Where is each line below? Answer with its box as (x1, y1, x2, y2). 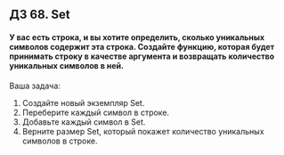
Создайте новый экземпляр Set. (21, 97, 145, 108)
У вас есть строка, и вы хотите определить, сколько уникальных (9, 31, 265, 43)
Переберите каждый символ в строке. (21, 107, 170, 118)
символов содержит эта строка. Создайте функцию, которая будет (9, 41, 275, 52)
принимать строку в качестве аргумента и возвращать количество (9, 51, 275, 61)
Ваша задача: (9, 80, 61, 91)
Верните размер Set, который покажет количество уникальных (21, 126, 264, 136)
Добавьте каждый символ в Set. (21, 116, 146, 127)
